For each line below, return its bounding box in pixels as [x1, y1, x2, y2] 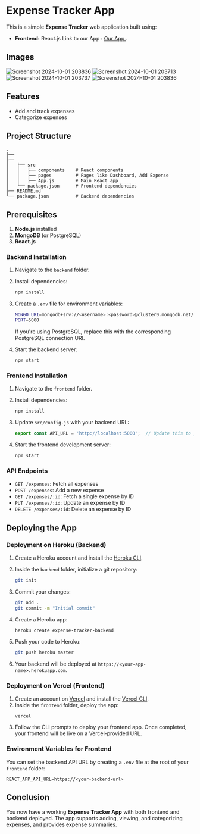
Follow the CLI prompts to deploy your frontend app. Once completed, [14, 724, 187, 731]
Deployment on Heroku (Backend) [6, 541, 107, 549]
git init [14, 577, 37, 583]
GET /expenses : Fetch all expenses [14, 480, 99, 488]
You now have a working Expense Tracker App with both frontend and [6, 808, 180, 816]
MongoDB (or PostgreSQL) [14, 232, 82, 239]
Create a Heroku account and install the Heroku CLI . [14, 554, 143, 561]
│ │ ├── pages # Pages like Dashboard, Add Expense [6, 173, 169, 179]
